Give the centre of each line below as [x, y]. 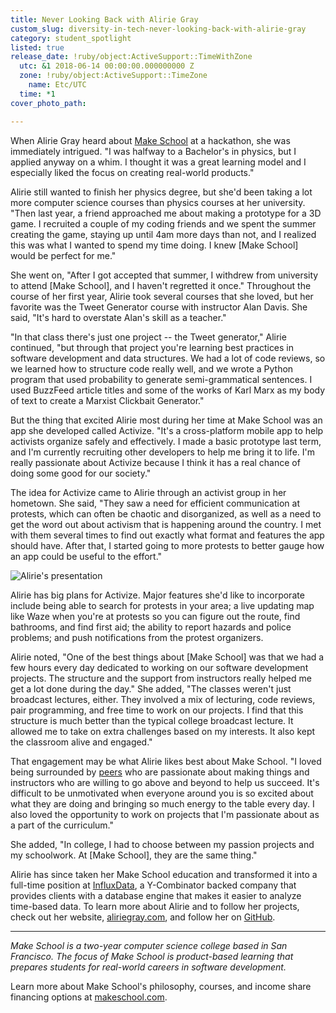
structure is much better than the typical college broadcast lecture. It [152, 720]
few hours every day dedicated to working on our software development [159, 667]
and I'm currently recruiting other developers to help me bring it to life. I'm [162, 452]
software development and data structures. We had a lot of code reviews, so [168, 358]
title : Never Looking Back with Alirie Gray [104, 19]
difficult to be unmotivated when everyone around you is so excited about [162, 793]
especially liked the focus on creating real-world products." [132, 172]
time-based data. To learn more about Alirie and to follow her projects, [155, 906]
